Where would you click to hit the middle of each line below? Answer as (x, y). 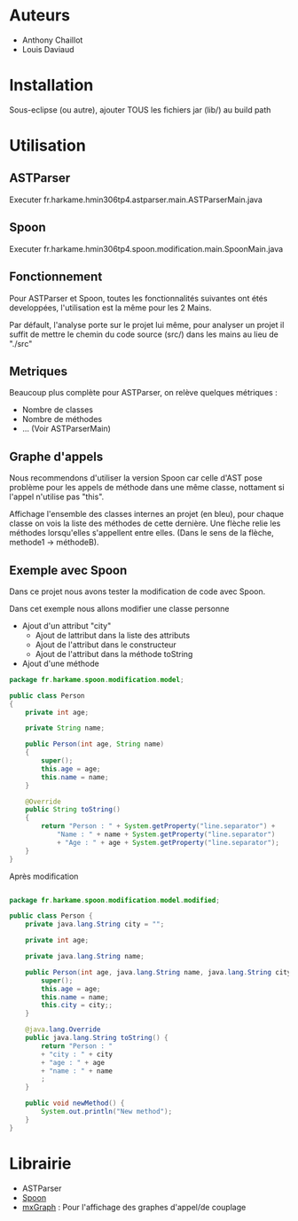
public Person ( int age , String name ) (95, 744)
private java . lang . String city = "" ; (95, 924)
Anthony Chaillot (52, 40)
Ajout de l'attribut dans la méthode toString (114, 654)
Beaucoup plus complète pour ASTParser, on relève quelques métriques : (143, 393)
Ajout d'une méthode (60, 663)
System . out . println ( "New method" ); (107, 1112)
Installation (51, 86)
